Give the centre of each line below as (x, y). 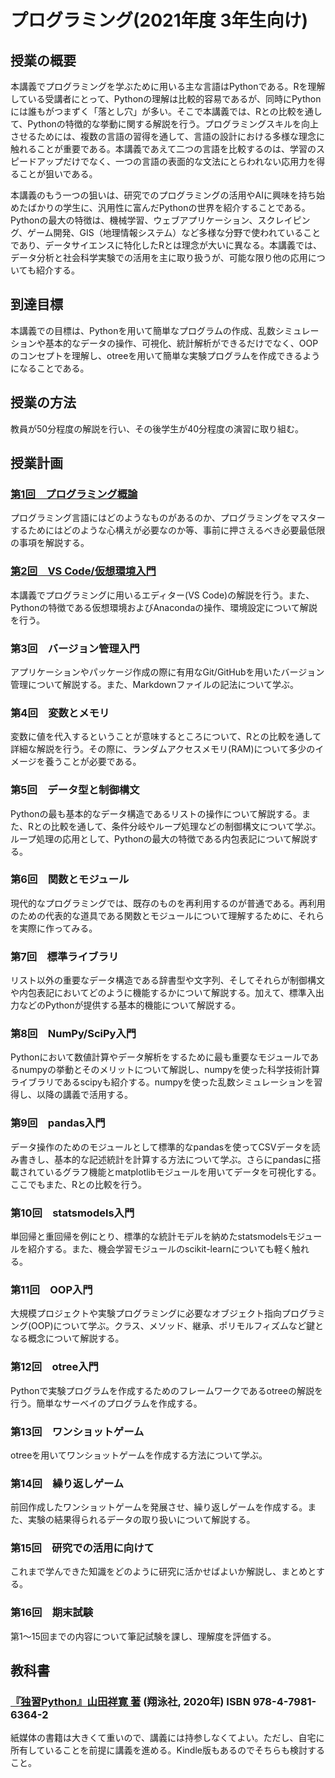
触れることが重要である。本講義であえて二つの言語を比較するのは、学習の (163, 149)
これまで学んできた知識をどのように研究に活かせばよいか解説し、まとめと (163, 1572)
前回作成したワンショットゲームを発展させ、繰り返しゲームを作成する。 (159, 1507)
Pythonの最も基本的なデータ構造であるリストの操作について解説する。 (156, 813)
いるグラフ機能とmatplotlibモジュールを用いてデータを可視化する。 (183, 1172)
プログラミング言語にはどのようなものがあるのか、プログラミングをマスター (168, 518)
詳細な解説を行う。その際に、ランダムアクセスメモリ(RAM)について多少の (163, 749)
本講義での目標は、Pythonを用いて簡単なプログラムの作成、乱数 (143, 330)
